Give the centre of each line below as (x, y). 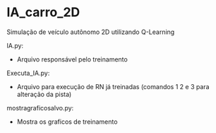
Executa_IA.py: (28, 73)
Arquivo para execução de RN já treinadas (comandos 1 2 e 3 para (113, 86)
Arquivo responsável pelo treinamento (72, 59)
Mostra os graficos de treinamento (67, 122)
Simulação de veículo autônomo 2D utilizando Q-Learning (91, 32)
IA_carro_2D (43, 12)
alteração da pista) (44, 94)
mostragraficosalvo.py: (40, 108)
